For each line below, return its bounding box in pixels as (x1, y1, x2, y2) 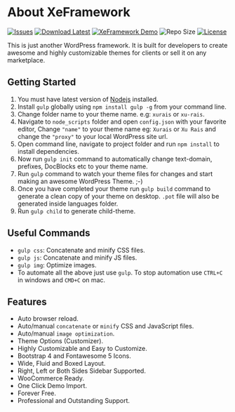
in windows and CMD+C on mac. (17, 275, 106, 284)
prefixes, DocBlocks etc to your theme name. (17, 162, 149, 171)
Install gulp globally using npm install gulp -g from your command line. (17, 102, 227, 111)
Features (7, 295, 47, 307)
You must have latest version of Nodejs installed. (17, 95, 159, 103)
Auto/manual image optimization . (17, 329, 115, 338)
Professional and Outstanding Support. (17, 397, 130, 405)
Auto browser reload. (17, 314, 79, 323)
